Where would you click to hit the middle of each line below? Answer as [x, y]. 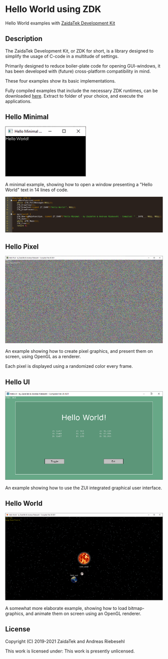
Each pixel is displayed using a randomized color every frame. [69, 366]
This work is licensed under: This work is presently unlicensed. [70, 651]
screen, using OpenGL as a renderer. [43, 357]
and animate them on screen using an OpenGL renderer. [83, 613]
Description [24, 39]
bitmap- [136, 608]
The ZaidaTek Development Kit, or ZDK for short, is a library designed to [79, 51]
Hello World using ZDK [53, 9]
